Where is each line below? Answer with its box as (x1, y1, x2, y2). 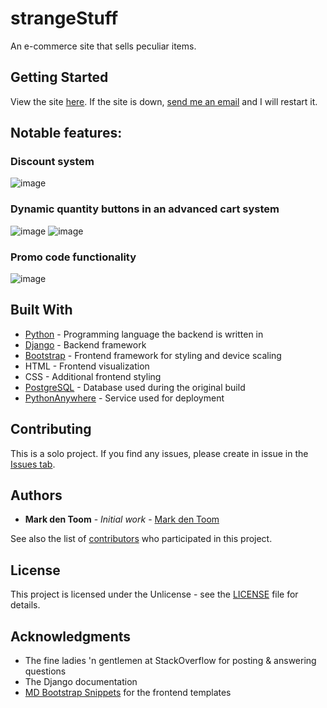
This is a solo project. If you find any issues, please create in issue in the (10, 447, 309, 459)
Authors (10, 487, 63, 504)
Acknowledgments (10, 628, 132, 645)
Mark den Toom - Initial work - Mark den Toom (24, 513, 220, 526)
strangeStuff (10, 7, 119, 30)
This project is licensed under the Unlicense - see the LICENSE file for (10, 588, 299, 601)
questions (24, 665, 67, 677)
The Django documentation (24, 676, 138, 688)
